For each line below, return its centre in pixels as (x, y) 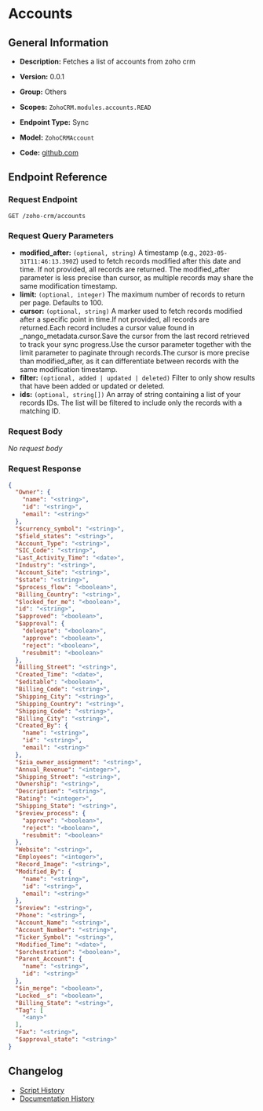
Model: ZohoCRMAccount (57, 137)
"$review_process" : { (51, 813)
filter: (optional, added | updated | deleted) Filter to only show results (137, 377)
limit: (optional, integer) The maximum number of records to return (132, 294)
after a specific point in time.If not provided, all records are (114, 319)
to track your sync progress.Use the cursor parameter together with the (135, 344)
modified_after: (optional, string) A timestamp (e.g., (108, 253)
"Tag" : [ (29, 1010)
